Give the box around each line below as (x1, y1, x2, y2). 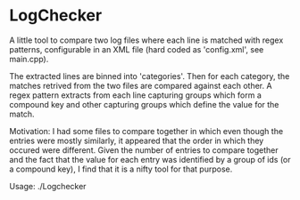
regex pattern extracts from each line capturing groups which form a (9, 90, 262, 100)
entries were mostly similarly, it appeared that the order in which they (9, 135, 264, 146)
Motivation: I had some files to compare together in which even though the (9, 125, 284, 136)
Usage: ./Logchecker (9, 180, 87, 191)
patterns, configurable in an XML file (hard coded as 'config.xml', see (9, 44, 264, 54)
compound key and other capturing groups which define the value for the (9, 99, 279, 109)
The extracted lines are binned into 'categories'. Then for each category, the (9, 70, 290, 81)
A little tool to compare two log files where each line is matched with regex (9, 35, 284, 45)
